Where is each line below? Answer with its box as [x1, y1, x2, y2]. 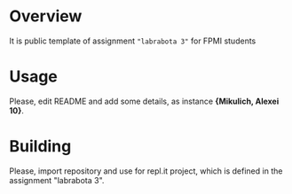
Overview [9, 6, 83, 27]
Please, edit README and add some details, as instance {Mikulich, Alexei [9, 96, 280, 106]
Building [9, 136, 72, 157]
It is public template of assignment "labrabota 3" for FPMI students [9, 35, 256, 46]
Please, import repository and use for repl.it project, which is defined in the [9, 166, 283, 176]
